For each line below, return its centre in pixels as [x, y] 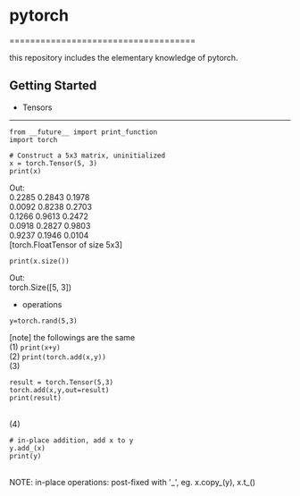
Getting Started [53, 86]
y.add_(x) [28, 448]
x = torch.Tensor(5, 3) [54, 163]
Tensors [37, 107]
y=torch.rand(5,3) [43, 321]
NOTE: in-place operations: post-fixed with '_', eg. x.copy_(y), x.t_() [133, 482]
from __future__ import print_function [83, 132]
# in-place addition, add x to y [71, 440]
